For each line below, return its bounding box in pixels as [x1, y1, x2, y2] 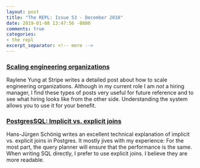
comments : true [6, 25, 45, 32]
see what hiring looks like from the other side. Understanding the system [6, 95, 188, 103]
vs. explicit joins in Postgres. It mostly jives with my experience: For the [6, 137, 184, 144]
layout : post [6, 8, 39, 15]
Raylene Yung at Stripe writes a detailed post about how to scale [6, 76, 168, 83]
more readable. [6, 157, 44, 164]
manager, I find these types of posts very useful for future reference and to [6, 89, 194, 97]
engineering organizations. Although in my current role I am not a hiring [6, 83, 185, 90]
